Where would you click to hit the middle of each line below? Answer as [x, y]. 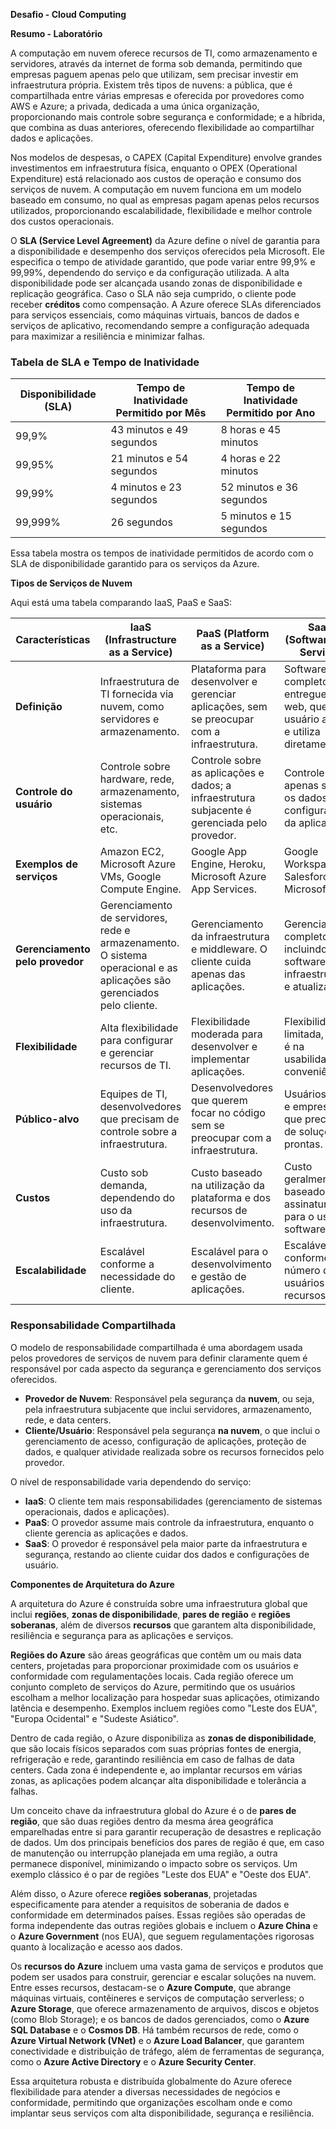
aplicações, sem [229, 707]
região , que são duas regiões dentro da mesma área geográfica [142, 1821]
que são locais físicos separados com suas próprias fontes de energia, [156, 1748]
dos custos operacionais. [62, 221]
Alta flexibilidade [139, 1028]
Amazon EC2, [132, 852]
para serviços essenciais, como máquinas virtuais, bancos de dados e [155, 315]
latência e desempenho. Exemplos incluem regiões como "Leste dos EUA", [164, 1708]
